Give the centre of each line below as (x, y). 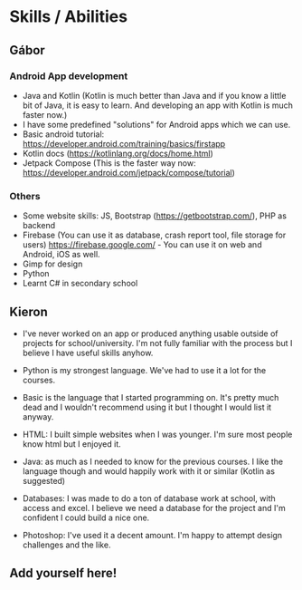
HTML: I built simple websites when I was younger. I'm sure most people (157, 434)
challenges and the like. (66, 545)
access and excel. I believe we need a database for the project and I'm (154, 508)
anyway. (38, 416)
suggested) (44, 480)
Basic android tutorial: (63, 134)
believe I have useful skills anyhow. (88, 353)
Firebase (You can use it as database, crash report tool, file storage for (154, 235)
